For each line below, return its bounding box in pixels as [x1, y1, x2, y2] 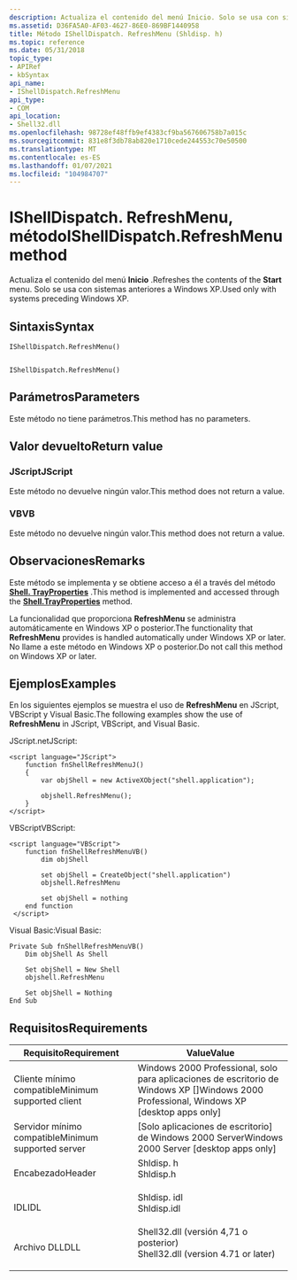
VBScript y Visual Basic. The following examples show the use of [9, 710, 243, 720]
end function [25, 902, 73, 911]
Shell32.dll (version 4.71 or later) [137, 1248, 276, 1261]
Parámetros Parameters [9, 390, 141, 405]
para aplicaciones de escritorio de [137, 1073, 279, 1085]
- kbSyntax [9, 71, 49, 80]
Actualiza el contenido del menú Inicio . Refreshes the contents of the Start [9, 275, 282, 285]
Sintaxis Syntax [9, 319, 95, 334]
